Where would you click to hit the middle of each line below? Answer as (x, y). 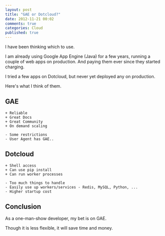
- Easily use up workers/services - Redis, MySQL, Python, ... (72, 187)
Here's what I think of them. (33, 86)
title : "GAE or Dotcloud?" (33, 14)
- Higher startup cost (28, 191)
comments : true (21, 24)
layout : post (19, 10)
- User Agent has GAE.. (30, 139)
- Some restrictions (26, 135)
